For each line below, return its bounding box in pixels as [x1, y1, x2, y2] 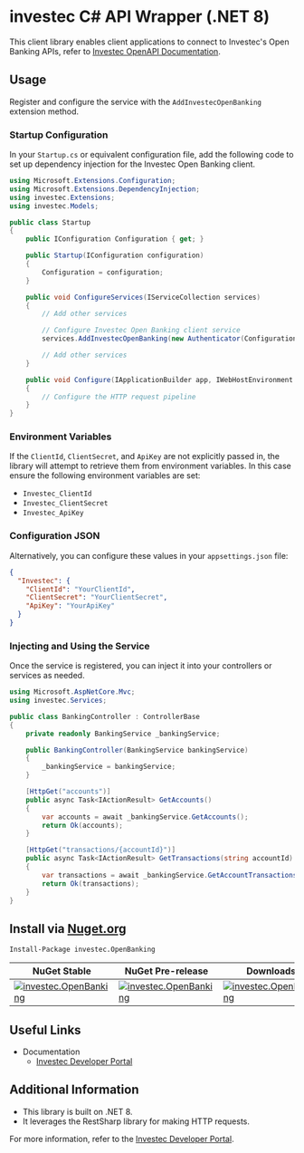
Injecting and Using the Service [9, 639, 151, 652]
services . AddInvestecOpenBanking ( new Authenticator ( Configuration [42, 334, 298, 343]
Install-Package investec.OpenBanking [9, 945, 156, 955]
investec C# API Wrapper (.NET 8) [9, 6, 270, 27]
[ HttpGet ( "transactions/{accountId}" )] [25, 845, 176, 855]
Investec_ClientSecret [22, 499, 109, 508]
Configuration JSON [9, 530, 100, 543]
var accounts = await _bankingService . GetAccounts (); [42, 812, 249, 822]
